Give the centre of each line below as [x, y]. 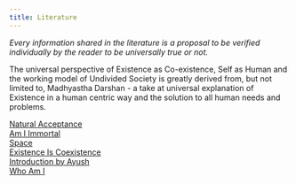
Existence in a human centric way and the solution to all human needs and [145, 97]
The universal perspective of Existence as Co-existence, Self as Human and [148, 69]
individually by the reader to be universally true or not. [109, 52]
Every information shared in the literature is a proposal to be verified [135, 42]
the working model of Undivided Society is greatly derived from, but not [141, 78]
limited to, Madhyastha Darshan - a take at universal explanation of [132, 88]
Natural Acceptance [46, 124]
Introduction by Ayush [50, 161]
